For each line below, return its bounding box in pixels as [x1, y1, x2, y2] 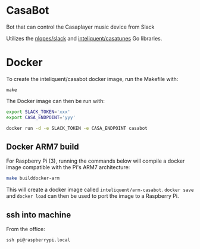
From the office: [6, 226, 46, 232]
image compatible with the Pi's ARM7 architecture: [6, 164, 130, 171]
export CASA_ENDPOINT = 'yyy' [6, 114, 76, 120]
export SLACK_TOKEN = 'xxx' [6, 108, 70, 115]
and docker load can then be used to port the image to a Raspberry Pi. [6, 192, 179, 200]
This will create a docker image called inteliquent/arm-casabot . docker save [6, 186, 194, 194]
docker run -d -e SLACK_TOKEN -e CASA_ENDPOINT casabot [6, 125, 148, 131]
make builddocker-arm [6, 175, 60, 182]
